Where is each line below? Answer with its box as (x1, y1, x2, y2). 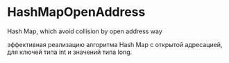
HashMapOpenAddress (7, 4, 146, 20)
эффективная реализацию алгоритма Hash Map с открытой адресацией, (7, 40, 223, 48)
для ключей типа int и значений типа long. (7, 48, 133, 56)
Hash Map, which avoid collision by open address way (7, 27, 163, 35)
